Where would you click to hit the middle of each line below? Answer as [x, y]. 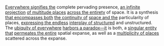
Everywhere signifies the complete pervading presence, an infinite [73, 7]
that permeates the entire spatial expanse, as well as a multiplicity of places [82, 33]
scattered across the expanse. [36, 38]
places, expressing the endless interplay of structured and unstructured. [79, 23]
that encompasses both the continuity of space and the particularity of [77, 17]
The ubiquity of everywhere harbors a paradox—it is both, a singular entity [81, 28]
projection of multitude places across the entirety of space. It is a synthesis [82, 12]
